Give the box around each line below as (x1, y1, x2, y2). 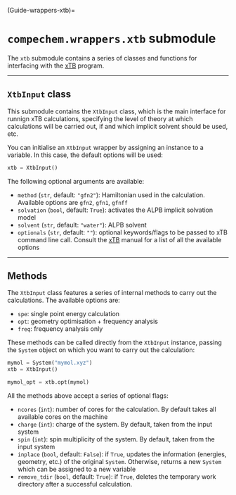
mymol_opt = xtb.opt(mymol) (7, 379, 90, 386)
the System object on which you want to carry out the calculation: (7, 346, 195, 354)
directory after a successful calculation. (17, 480, 133, 489)
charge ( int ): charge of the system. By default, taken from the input (17, 420, 213, 429)
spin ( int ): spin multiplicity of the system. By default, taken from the (17, 435, 216, 444)
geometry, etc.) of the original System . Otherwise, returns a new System (17, 458, 222, 466)
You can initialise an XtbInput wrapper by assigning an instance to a (7, 143, 204, 151)
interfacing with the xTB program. (7, 61, 105, 70)
